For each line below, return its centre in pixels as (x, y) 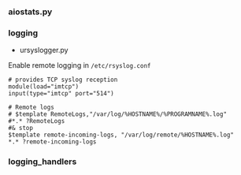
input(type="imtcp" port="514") (61, 94)
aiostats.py (30, 12)
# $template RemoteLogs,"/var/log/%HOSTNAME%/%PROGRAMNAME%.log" (117, 114)
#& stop (21, 128)
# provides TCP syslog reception (63, 80)
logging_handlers (43, 162)
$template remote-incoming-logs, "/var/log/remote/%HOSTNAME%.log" (121, 135)
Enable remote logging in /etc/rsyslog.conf (80, 65)
